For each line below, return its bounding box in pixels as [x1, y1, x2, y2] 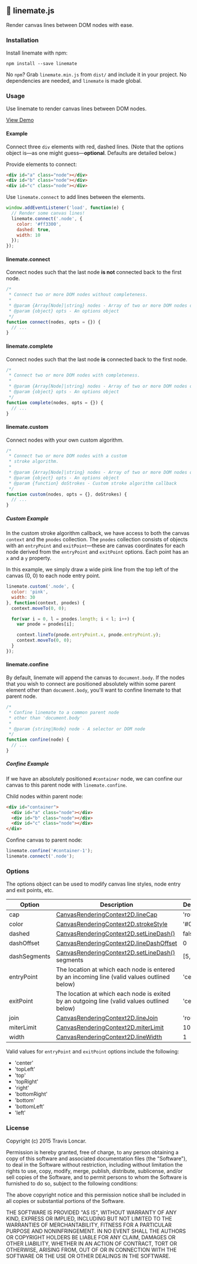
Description [100, 901, 134, 909]
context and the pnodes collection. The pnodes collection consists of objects [6, 536, 188, 543]
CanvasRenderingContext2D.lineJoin [56, 1014, 158, 1022]
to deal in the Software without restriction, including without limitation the [6, 1161, 183, 1168]
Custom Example [6, 514, 49, 522]
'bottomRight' [14, 1090, 48, 1097]
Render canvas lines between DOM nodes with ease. [6, 21, 134, 28]
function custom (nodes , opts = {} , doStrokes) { [6, 491, 127, 497]
